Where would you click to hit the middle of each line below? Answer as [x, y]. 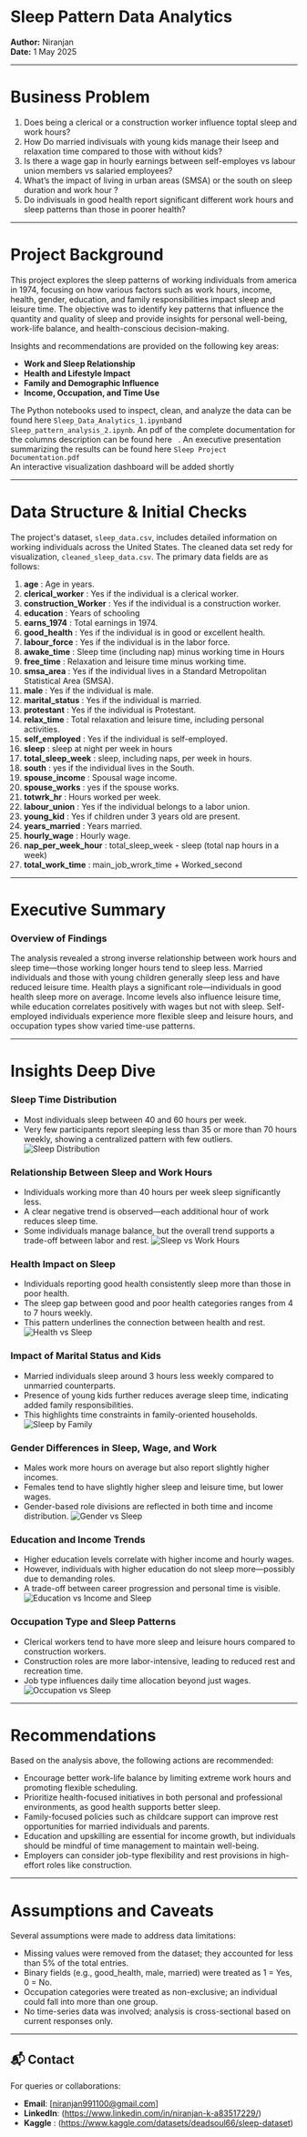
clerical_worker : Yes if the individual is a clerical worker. [131, 593]
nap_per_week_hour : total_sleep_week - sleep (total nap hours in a [151, 845]
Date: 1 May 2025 [44, 51]
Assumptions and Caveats [113, 1911]
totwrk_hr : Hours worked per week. [92, 797]
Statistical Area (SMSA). [69, 680]
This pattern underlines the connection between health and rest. [144, 1323]
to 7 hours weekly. [58, 1313]
